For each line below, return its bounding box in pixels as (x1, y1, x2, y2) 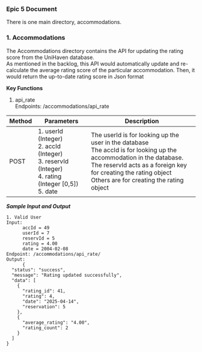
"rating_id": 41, (22, 288, 66, 294)
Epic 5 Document (6, 5, 57, 13)
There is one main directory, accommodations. (6, 19, 122, 26)
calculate (6, 66, 29, 73)
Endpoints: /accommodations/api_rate (14, 102, 109, 110)
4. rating (38, 172, 62, 181)
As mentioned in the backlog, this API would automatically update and (6, 60, 180, 67)
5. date (38, 187, 58, 196)
